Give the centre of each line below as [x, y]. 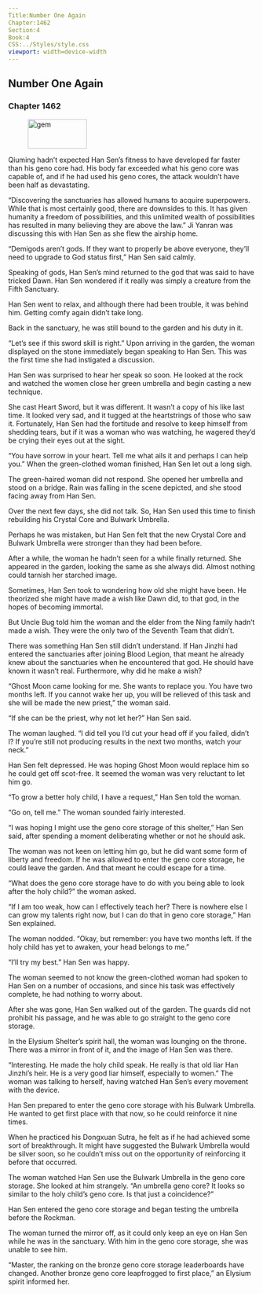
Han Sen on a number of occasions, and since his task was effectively [122, 985]
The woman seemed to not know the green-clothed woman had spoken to [128, 977]
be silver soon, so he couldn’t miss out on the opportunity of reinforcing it [127, 1153]
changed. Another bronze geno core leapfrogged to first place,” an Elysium [130, 1273]
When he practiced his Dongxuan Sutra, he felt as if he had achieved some [129, 1137]
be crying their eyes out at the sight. [67, 440]
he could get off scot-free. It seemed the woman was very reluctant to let [127, 773]
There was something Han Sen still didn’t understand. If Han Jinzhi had [123, 645]
